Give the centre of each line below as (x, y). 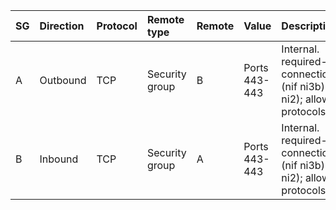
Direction (62, 26)
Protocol (117, 26)
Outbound (63, 80)
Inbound (59, 159)
